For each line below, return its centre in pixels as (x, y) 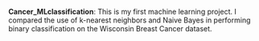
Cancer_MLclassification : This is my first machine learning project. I (123, 12)
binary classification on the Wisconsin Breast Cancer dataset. (110, 29)
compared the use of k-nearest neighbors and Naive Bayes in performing (129, 20)
